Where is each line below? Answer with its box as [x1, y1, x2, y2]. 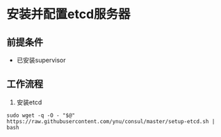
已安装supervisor [16, 56, 67, 64]
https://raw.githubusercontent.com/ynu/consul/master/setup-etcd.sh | [6, 118, 215, 125]
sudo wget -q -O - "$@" [6, 112, 76, 119]
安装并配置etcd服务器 [6, 6, 131, 22]
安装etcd [16, 98, 42, 106]
